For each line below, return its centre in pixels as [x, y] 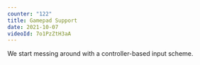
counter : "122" [30, 14]
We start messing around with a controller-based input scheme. [100, 54]
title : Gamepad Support [43, 20]
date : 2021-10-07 [33, 27]
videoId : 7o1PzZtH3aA [39, 34]
